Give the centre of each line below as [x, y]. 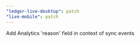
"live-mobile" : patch [32, 17]
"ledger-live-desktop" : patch [43, 11]
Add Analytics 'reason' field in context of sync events [70, 33]
